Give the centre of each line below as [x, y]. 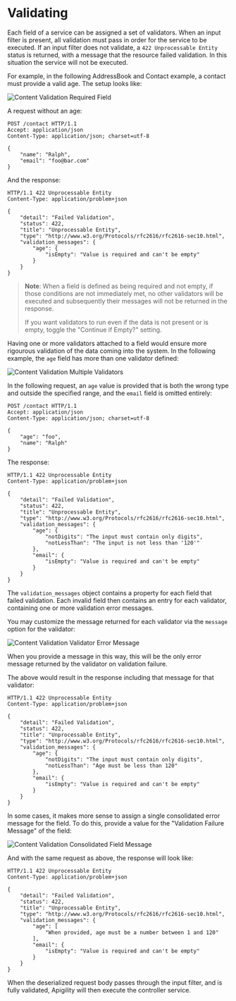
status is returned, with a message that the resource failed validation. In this [117, 55]
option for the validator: [41, 629]
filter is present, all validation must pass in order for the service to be [107, 39]
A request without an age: [45, 111]
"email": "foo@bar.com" [55, 161]
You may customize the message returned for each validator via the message [117, 621]
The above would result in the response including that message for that [111, 677]
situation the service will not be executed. [68, 62]
